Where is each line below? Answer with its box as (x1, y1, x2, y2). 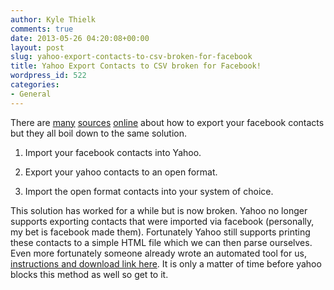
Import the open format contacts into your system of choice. (24, 185, 274, 197)
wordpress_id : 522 (10, 71, 87, 81)
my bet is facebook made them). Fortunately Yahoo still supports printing (10, 226, 311, 238)
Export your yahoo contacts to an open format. (24, 166, 218, 178)
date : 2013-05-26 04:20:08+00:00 (10, 33, 150, 43)
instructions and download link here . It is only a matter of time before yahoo (10, 257, 322, 270)
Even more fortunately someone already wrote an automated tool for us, (10, 247, 307, 259)
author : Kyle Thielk (10, 14, 97, 25)
